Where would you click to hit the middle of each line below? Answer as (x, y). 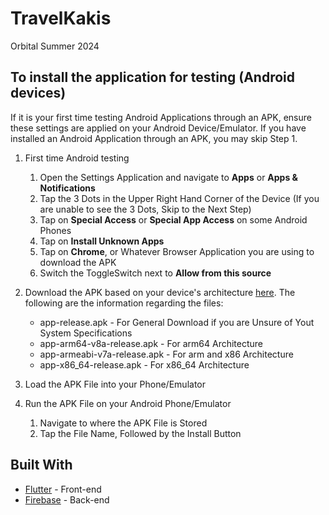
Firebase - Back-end (67, 499)
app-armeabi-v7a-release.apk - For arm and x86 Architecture (166, 354)
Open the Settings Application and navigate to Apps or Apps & (169, 177)
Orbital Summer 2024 (55, 46)
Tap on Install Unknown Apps (102, 241)
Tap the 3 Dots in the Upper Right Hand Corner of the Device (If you (179, 198)
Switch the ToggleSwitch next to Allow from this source (155, 273)
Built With (41, 465)
